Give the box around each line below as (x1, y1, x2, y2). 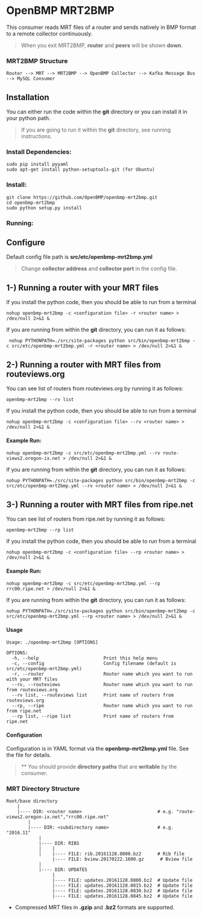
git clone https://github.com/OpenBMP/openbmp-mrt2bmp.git (6, 194, 158, 200)
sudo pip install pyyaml (6, 161, 69, 168)
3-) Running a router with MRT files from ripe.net (6, 499, 194, 510)
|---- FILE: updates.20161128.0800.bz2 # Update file (52, 877, 193, 883)
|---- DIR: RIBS (38, 840, 80, 846)
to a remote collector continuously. (6, 30, 93, 37)
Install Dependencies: (6, 147, 72, 156)
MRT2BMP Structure (6, 57, 68, 65)
